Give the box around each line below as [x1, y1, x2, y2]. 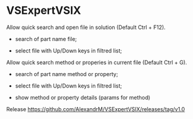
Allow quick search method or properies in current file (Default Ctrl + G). [6, 59, 187, 66]
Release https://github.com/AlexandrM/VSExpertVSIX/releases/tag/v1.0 [6, 105, 185, 112]
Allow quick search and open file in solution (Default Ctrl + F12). [6, 24, 166, 31]
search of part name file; [15, 35, 77, 42]
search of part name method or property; [15, 70, 118, 77]
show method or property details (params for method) [15, 94, 151, 101]
